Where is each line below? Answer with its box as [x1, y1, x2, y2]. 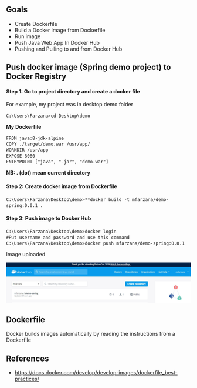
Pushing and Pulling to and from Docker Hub [14, 45, 123, 52]
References [6, 353, 49, 363]
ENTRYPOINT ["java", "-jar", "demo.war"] [6, 159, 109, 165]
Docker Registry [6, 72, 67, 82]
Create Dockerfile [14, 20, 57, 27]
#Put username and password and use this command [6, 235, 130, 240]
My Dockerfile [6, 123, 42, 131]
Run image [14, 32, 41, 40]
